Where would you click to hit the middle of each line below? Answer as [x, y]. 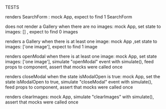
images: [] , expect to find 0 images [42, 32]
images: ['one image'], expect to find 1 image [51, 47]
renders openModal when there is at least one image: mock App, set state [81, 56]
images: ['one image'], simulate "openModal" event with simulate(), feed [80, 61]
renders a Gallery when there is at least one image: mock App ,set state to [81, 41]
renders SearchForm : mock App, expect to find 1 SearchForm [69, 17]
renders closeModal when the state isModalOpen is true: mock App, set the [83, 76]
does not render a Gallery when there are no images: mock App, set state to [83, 26]
